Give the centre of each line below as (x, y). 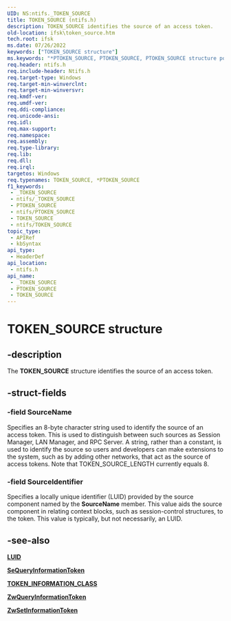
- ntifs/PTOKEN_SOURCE (43, 212)
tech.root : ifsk (30, 39)
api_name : (21, 276)
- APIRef (23, 238)
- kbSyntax (25, 244)
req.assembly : (27, 142)
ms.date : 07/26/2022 (37, 45)
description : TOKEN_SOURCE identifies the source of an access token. (110, 26)
